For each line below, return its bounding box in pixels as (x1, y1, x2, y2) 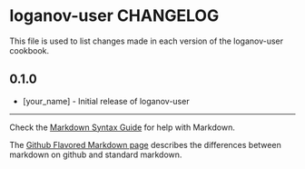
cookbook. (9, 45, 50, 55)
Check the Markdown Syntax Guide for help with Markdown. (9, 122, 236, 133)
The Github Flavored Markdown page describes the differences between (9, 139, 281, 150)
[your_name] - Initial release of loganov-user (22, 95, 190, 106)
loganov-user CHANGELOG (9, 5, 220, 26)
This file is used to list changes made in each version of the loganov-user (9, 35, 284, 46)
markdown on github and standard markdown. (9, 149, 182, 160)
